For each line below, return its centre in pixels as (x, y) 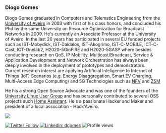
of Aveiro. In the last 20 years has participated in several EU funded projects (83, 39)
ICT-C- (151, 44)
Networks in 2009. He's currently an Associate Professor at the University (81, 34)
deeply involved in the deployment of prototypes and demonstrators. (75, 65)
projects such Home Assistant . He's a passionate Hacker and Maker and (79, 101)
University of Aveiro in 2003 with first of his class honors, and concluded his (83, 23)
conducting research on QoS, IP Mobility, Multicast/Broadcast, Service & (79, 55)
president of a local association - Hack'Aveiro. (52, 107)
